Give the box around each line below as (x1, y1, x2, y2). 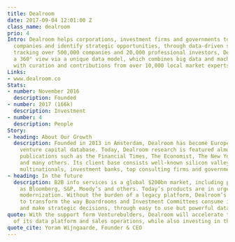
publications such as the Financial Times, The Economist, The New (20, 153, 220, 160)
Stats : (7, 82, 27, 89)
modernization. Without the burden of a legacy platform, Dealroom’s (20, 192, 227, 199)
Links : (7, 68, 27, 75)
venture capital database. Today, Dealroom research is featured (20, 146, 215, 153)
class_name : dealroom (7, 23, 71, 30)
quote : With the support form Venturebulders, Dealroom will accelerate (7, 211, 224, 218)
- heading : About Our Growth (7, 133, 92, 140)
